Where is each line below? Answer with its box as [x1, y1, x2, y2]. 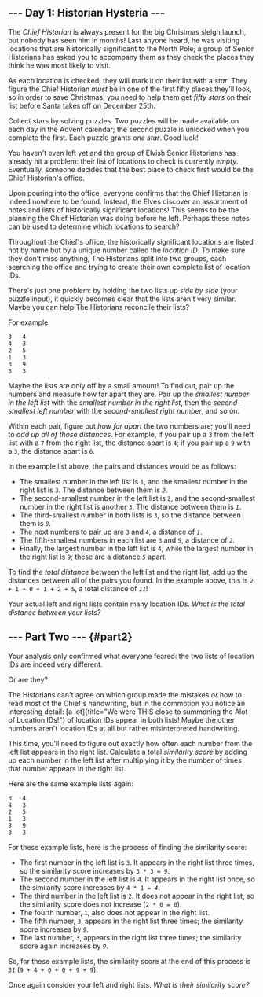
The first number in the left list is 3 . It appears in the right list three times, [19, 857, 255, 867]
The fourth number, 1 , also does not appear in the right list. [19, 907, 210, 917]
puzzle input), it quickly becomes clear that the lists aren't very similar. [8, 294, 237, 304]
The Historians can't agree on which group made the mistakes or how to [8, 690, 242, 699]
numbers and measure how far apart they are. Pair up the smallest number [8, 389, 250, 399]
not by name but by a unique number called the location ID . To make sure [8, 245, 246, 255]
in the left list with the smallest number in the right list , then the [8, 397, 212, 407]
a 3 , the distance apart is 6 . [8, 446, 96, 455]
